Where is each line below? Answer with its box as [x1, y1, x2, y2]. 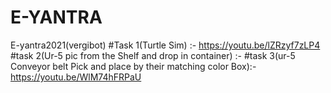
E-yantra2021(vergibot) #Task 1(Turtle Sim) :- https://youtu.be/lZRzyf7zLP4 [10, 39, 321, 51]
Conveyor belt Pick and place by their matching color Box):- [10, 60, 257, 72]
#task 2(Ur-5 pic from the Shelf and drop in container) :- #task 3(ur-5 [10, 49, 296, 61]
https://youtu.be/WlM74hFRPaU [10, 71, 142, 83]
